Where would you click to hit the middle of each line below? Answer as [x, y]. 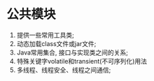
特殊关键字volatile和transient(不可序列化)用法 [82, 61]
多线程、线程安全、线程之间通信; [64, 70]
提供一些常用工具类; [45, 35]
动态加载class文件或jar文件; [56, 43]
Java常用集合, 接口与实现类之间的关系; [72, 52]
